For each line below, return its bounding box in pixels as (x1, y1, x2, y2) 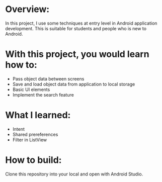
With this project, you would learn (5, 49, 149, 60)
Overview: (5, 4, 50, 15)
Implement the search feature (12, 92, 74, 98)
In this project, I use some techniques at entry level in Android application (5, 20, 157, 26)
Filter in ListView (12, 137, 47, 143)
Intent (12, 126, 25, 132)
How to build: (5, 154, 62, 165)
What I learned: (5, 110, 71, 121)
